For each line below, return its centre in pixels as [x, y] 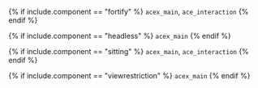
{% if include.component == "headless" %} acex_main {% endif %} [120, 36]
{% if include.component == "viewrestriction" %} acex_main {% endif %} [129, 75]
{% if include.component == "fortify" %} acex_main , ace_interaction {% [129, 12]
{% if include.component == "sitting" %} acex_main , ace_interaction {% [129, 51]
